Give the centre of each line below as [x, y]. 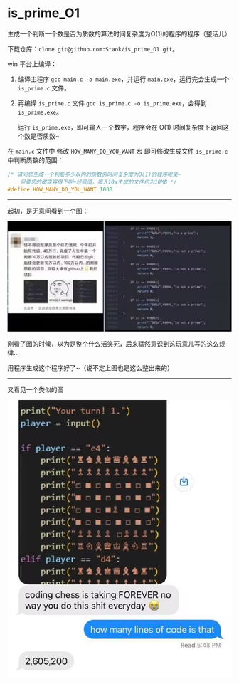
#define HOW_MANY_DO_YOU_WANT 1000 [60, 189]
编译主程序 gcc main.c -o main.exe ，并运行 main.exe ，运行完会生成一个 [123, 79]
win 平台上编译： [32, 64]
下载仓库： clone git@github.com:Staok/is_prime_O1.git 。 [93, 48]
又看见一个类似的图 [36, 390]
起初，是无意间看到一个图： [48, 211]
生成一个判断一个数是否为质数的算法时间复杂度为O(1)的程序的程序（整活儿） [119, 33]
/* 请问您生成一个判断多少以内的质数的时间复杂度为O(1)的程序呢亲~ [94, 174]
